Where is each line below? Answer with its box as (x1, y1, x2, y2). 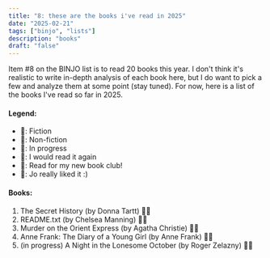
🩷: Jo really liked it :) (19, 169, 89, 179)
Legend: (8, 108, 37, 118)
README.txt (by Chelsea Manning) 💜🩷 (19, 214, 148, 224)
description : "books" (8, 34, 82, 43)
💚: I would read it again (19, 152, 97, 162)
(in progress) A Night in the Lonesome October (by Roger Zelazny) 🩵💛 (19, 240, 253, 250)
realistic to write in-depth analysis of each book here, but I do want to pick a (8, 73, 263, 82)
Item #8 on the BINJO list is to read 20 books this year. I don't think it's (8, 64, 244, 74)
